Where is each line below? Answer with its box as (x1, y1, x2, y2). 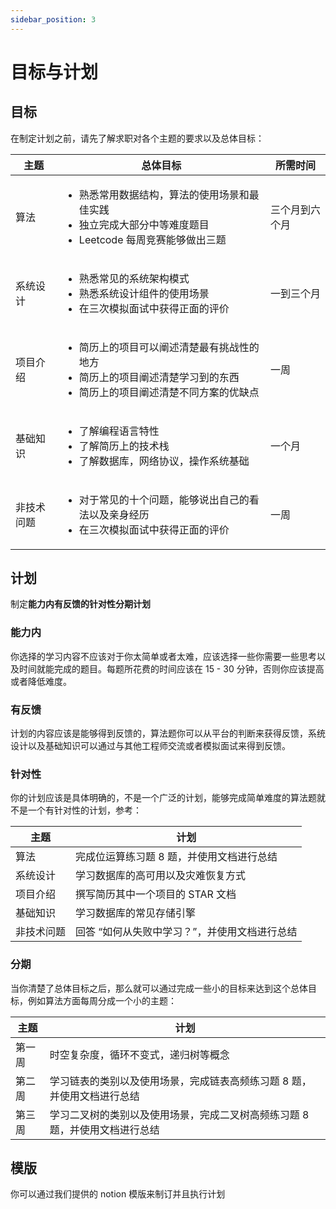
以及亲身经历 (88, 507, 150, 521)
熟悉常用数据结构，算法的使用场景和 (78, 187, 250, 201)
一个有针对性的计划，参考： (27, 804, 142, 816)
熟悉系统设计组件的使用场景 (78, 286, 210, 300)
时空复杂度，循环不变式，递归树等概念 (49, 1047, 230, 1061)
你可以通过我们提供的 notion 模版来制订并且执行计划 (10, 1188, 226, 1200)
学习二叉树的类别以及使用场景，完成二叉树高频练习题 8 (49, 1107, 310, 1121)
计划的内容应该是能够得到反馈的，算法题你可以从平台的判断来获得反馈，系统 (10, 727, 326, 740)
